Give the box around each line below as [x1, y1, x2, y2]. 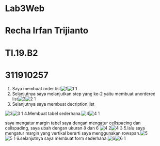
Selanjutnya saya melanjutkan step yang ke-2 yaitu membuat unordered [12, 91, 156, 97]
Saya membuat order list [12, 85, 62, 91]
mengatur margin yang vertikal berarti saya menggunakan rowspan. [5, 130, 141, 136]
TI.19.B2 [5, 47, 38, 58]
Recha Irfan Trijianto [5, 25, 89, 36]
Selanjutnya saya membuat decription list [12, 101, 95, 107]
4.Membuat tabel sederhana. [24, 110, 82, 116]
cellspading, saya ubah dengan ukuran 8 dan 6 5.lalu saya [5, 125, 145, 131]
